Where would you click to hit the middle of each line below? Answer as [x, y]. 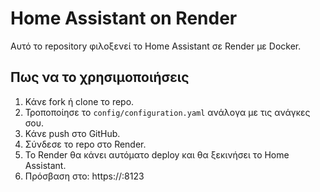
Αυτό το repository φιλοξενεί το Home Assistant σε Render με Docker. [156, 46]
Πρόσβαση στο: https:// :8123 [84, 176]
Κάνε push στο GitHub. [72, 133]
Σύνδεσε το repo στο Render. [85, 144]
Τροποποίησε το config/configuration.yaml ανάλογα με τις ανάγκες [167, 112]
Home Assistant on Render [124, 18]
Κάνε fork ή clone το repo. [79, 101]
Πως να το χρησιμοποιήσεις [100, 77]
